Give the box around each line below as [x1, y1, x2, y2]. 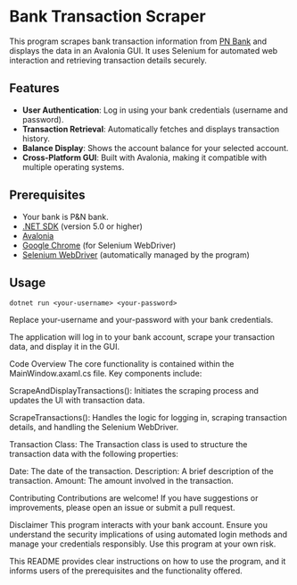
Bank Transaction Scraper [9, 6, 207, 27]
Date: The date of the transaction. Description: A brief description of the [9, 466, 274, 477]
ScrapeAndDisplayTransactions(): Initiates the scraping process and [9, 386, 259, 396]
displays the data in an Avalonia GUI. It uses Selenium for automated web [9, 45, 278, 55]
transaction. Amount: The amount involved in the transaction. [9, 476, 234, 487]
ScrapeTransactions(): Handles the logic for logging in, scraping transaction [9, 412, 287, 423]
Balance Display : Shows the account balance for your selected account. [21, 142, 289, 153]
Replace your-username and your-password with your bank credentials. [9, 315, 274, 326]
